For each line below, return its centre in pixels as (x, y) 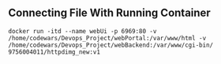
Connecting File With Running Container (109, 13)
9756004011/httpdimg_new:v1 (54, 52)
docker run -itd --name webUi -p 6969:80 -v (82, 31)
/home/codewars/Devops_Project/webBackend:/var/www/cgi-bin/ (111, 45)
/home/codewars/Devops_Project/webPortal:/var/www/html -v (107, 38)
